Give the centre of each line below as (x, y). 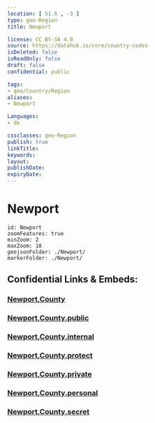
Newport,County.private (50, 374)
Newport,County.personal (53, 393)
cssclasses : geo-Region (42, 135)
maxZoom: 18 (24, 246)
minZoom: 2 (23, 239)
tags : (15, 84)
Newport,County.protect (50, 355)
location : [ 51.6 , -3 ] (43, 14)
